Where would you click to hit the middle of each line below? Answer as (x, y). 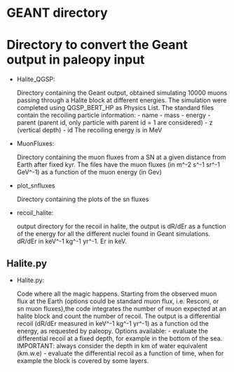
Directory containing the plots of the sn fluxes (83, 199)
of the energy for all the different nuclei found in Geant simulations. (113, 234)
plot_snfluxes (36, 186)
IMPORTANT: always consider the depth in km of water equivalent (112, 345)
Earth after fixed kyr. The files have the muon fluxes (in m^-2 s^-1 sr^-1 (118, 165)
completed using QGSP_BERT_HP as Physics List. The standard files (115, 108)
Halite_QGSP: (36, 79)
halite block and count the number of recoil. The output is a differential (118, 316)
